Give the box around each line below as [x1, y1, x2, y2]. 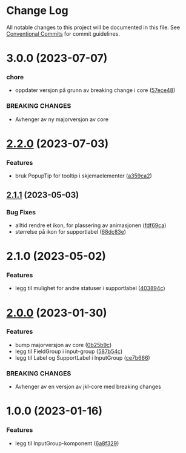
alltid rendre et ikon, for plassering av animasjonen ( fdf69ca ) [15, 222, 167, 229]
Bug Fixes [6, 208, 36, 216]
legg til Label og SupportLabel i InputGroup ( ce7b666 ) [15, 354, 150, 361]
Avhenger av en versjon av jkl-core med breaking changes [15, 383, 162, 391]
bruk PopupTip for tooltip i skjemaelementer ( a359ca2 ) [15, 172, 153, 179]
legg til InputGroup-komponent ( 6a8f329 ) [15, 440, 119, 447]
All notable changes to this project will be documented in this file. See [6, 24, 181, 31]
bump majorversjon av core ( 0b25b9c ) [15, 341, 112, 348]
